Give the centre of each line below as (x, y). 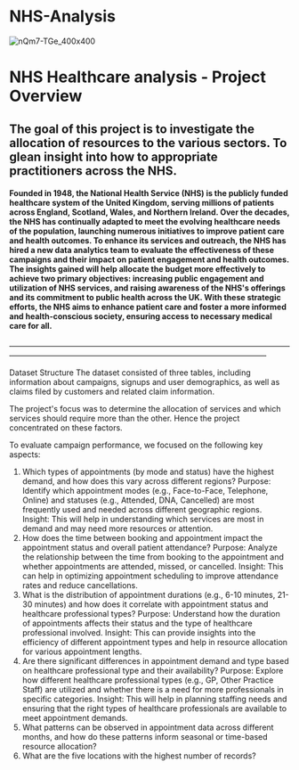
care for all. (31, 326)
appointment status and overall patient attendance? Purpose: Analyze (149, 547)
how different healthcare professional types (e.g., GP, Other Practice (148, 680)
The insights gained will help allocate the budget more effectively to (137, 269)
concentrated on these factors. (66, 427)
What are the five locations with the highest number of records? (139, 756)
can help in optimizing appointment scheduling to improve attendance (150, 576)
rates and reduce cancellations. (80, 585)
